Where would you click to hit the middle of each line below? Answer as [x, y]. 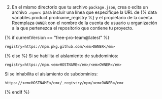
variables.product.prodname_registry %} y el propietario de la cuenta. [82, 17]
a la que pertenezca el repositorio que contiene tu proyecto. [72, 28]
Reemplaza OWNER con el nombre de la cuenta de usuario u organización [84, 23]
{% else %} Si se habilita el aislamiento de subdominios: [62, 56]
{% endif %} [17, 92]
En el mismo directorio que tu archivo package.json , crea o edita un [80, 7]
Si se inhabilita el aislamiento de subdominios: [51, 74]
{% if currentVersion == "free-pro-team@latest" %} [57, 37]
